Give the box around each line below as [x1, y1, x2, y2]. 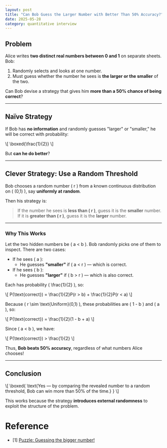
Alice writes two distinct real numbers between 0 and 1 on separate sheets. [5, 53, 162, 59]
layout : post [5, 7, 32, 12]
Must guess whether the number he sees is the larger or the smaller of [12, 73, 159, 79]
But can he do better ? [5, 150, 50, 156]
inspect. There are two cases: [5, 246, 66, 252]
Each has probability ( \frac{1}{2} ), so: [5, 281, 84, 287]
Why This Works [5, 230, 46, 237]
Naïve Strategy [5, 113, 53, 121]
